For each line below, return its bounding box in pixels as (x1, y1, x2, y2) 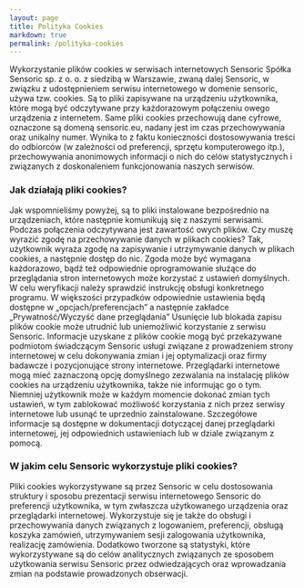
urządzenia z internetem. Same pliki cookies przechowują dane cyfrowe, (9, 112, 282, 123)
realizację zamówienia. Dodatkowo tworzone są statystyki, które (9, 539, 250, 550)
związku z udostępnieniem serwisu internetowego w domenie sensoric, (9, 83, 278, 94)
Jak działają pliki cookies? (9, 184, 127, 196)
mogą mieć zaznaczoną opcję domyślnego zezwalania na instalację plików (9, 369, 289, 380)
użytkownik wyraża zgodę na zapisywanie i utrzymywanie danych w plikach (9, 243, 295, 254)
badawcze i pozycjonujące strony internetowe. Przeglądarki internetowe (9, 360, 280, 371)
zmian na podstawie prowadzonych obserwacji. (9, 568, 188, 579)
